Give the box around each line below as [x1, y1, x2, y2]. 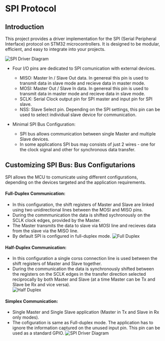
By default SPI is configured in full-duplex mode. [12, 233, 111, 239]
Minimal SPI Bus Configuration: [12, 122, 76, 127]
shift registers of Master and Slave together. [12, 260, 102, 267]
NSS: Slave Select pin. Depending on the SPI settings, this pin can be [19, 107, 161, 112]
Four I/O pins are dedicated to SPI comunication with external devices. [12, 65, 156, 71]
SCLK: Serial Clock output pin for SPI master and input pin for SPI [19, 96, 153, 102]
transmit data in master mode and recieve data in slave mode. [19, 91, 146, 96]
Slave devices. [19, 136, 49, 142]
